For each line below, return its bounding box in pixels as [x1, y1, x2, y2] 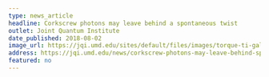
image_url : [8, 42, 45, 50]
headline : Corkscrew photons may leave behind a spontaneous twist [8, 19, 239, 27]
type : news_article [8, 11, 74, 20]
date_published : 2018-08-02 [8, 34, 102, 43]
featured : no [8, 57, 52, 65]
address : [8, 49, 38, 57]
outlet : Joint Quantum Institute [8, 26, 120, 34]
